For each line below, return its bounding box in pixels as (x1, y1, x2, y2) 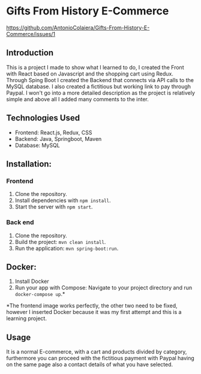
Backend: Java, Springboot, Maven (14, 135, 102, 142)
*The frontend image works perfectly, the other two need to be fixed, (6, 302, 178, 309)
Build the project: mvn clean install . (14, 238, 106, 245)
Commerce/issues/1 (6, 30, 56, 37)
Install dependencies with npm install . (14, 197, 111, 204)
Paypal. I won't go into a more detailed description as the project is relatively (6, 89, 195, 96)
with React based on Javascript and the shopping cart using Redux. (6, 70, 174, 77)
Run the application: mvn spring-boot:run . (14, 245, 119, 252)
